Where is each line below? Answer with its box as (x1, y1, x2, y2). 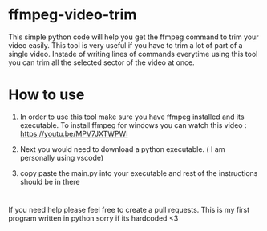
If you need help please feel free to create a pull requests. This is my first (8, 205, 250, 215)
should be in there (19, 177, 80, 186)
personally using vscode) (19, 153, 104, 162)
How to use (8, 86, 85, 104)
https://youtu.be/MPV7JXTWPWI (19, 129, 128, 138)
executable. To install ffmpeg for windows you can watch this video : (19, 120, 247, 129)
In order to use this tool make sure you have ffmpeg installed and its (19, 112, 245, 121)
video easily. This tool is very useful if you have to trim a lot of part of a (8, 40, 243, 50)
